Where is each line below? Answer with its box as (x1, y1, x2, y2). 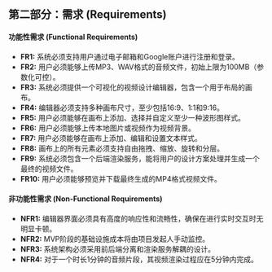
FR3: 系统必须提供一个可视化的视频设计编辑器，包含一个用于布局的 (20, 82, 246, 92)
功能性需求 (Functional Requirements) (8, 32, 138, 42)
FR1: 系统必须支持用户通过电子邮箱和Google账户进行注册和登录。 (20, 51, 240, 61)
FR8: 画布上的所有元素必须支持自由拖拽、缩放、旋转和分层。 (20, 143, 224, 153)
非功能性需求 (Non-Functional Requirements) (8, 194, 163, 204)
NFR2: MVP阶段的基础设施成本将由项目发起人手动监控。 (20, 234, 210, 243)
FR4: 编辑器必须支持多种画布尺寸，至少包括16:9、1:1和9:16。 (20, 103, 224, 112)
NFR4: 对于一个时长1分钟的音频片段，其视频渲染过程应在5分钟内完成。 (20, 254, 258, 264)
